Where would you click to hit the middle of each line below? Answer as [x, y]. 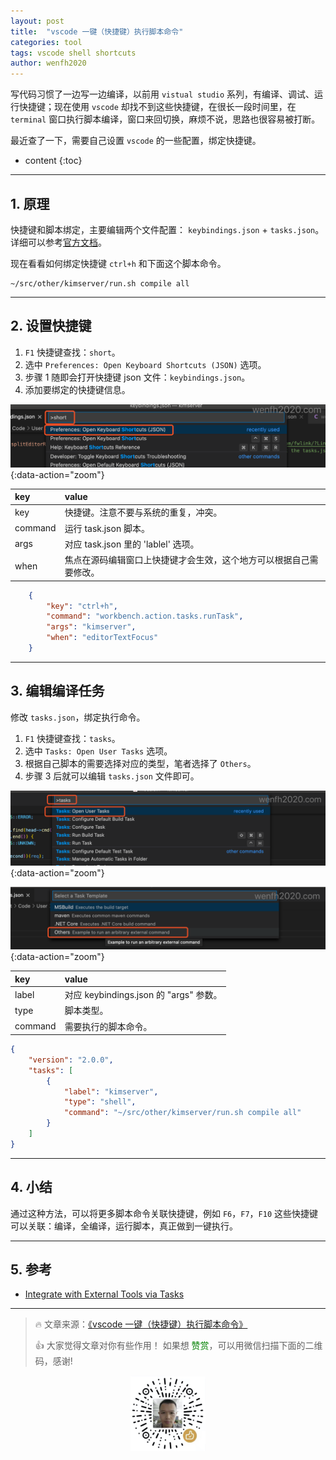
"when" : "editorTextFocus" [102, 638]
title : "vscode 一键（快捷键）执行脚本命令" [97, 31]
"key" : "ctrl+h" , [82, 606]
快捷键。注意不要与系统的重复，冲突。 [143, 512]
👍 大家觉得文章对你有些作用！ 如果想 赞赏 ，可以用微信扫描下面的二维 [178, 1346]
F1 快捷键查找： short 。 [72, 352]
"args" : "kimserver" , [91, 627]
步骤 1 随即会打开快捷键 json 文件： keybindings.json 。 [137, 377]
